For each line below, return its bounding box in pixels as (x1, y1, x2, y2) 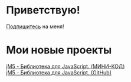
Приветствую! (6, 4, 81, 17)
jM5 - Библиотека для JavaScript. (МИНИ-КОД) (6, 63, 125, 70)
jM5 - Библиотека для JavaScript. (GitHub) (6, 69, 112, 76)
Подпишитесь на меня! (6, 23, 64, 30)
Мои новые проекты (6, 43, 112, 57)
